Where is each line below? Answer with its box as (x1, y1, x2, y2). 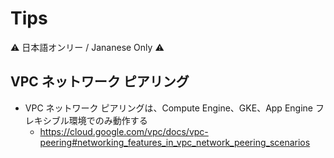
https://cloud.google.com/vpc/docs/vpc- (39, 125, 209, 137)
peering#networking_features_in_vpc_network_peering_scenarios (39, 136, 311, 148)
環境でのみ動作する (68, 114, 148, 126)
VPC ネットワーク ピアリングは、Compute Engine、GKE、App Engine (24, 102, 313, 114)
